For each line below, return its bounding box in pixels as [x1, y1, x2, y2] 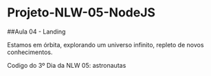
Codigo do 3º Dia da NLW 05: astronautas [7, 61, 126, 69]
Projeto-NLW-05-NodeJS [7, 5, 156, 21]
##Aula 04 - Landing [7, 27, 66, 36]
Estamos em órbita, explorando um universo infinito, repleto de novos [7, 40, 204, 49]
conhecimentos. [7, 48, 53, 56]
